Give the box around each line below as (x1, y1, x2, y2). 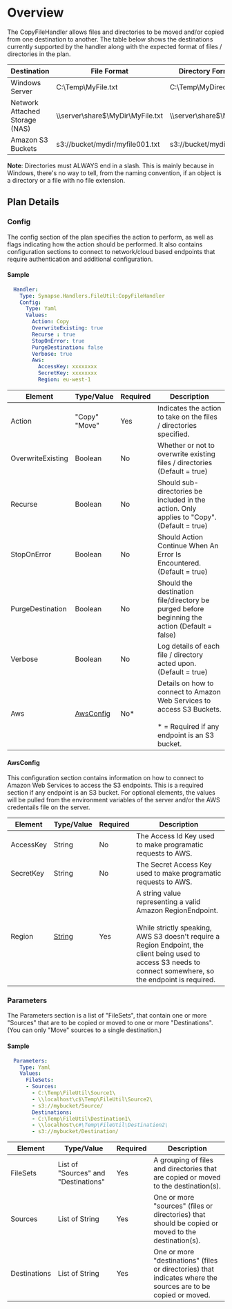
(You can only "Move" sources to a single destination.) (7, 1026, 162, 1034)
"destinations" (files (153, 1256, 218, 1265)
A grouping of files (153, 1155, 214, 1165)
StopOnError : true (32, 337, 85, 344)
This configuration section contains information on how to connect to (7, 774, 204, 782)
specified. (157, 429, 190, 439)
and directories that (153, 1164, 217, 1174)
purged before (157, 604, 204, 613)
